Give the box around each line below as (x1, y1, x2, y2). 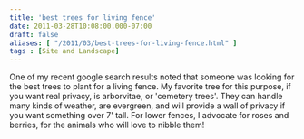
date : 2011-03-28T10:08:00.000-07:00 (9, 22, 152, 31)
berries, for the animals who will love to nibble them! (9, 119, 205, 131)
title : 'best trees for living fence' (9, 13, 156, 23)
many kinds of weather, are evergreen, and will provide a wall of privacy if (9, 100, 286, 111)
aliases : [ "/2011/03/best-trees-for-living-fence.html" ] (9, 38, 238, 48)
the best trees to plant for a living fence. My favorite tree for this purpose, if (9, 81, 292, 92)
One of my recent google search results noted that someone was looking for (9, 71, 295, 82)
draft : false (9, 30, 59, 39)
